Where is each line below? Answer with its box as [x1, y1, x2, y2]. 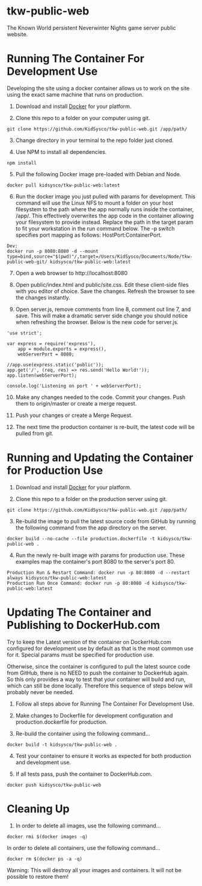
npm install [7, 160, 37, 166]
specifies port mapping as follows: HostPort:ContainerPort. [15, 231, 162, 238]
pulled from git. [15, 430, 54, 437]
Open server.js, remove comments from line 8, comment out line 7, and [15, 305, 191, 313]
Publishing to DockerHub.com [7, 619, 161, 632]
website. [7, 30, 28, 37]
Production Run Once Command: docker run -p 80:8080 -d [7, 580, 150, 586]
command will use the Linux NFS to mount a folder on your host [15, 199, 174, 206]
